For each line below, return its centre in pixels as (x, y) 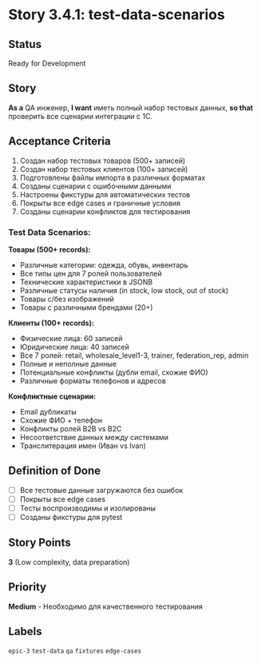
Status (25, 44)
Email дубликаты (48, 411)
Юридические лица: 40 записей (74, 347)
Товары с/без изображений (67, 299)
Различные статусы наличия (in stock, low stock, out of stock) (124, 290)
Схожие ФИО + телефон (61, 420)
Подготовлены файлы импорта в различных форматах (113, 177)
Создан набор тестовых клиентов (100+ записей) (104, 169)
